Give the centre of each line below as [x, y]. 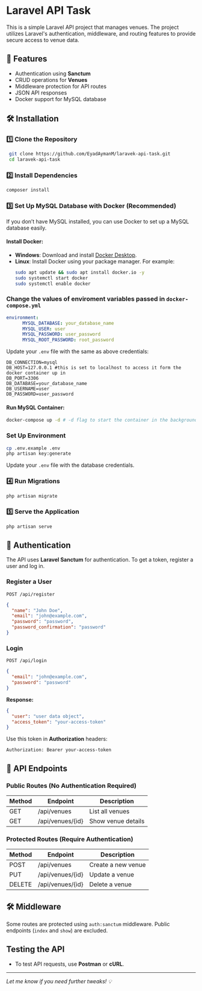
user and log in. [26, 566]
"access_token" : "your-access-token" [59, 722]
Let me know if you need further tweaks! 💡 [59, 981]
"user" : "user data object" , [48, 716]
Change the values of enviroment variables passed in [86, 299]
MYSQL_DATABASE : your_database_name [68, 323]
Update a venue [112, 875]
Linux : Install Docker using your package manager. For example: [95, 261]
